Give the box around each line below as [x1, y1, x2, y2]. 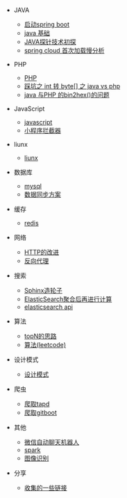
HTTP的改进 [24, 248, 60, 256]
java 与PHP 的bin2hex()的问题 [24, 90, 110, 99]
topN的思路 [24, 332, 57, 340]
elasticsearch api [24, 303, 73, 311]
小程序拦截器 [24, 127, 61, 134]
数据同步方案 [24, 191, 61, 198]
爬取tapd [24, 400, 50, 408]
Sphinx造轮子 [24, 287, 62, 294]
